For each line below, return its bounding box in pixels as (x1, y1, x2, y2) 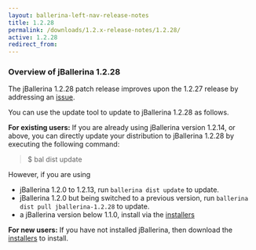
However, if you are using (8, 170, 91, 179)
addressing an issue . (8, 92, 75, 102)
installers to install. (8, 234, 69, 243)
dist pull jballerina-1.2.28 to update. (19, 201, 150, 212)
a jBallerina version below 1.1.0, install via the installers (19, 210, 195, 219)
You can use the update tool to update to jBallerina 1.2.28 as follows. (8, 107, 229, 118)
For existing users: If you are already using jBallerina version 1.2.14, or (8, 123, 236, 132)
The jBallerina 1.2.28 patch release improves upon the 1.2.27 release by (8, 84, 239, 94)
